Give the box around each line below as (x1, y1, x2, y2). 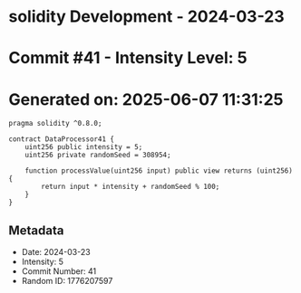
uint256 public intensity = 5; (24, 143, 143, 152)
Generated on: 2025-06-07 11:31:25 (8, 89, 284, 109)
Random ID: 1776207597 (21, 276, 113, 287)
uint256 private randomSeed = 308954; (24, 151, 171, 160)
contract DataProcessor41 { (8, 135, 115, 144)
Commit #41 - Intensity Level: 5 (8, 48, 248, 69)
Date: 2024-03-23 (21, 247, 92, 258)
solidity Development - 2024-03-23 (8, 6, 285, 27)
